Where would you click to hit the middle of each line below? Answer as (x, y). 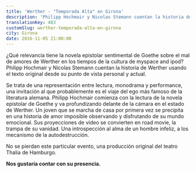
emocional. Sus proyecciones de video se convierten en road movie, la (91, 122)
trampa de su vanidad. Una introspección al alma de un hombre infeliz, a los (97, 129)
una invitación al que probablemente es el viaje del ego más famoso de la (94, 91)
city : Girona (22, 33)
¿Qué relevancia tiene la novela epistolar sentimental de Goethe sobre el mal (98, 55)
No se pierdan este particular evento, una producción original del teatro (92, 146)
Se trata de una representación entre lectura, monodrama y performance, (94, 85)
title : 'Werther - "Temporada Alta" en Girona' (65, 11)
